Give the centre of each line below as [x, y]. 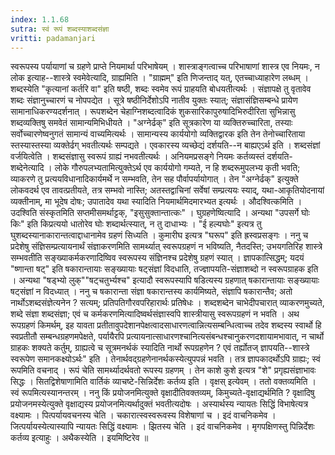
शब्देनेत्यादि [27, 168]
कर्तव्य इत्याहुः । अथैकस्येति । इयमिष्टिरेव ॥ [79, 438]
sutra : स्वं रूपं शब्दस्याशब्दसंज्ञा [60, 29]
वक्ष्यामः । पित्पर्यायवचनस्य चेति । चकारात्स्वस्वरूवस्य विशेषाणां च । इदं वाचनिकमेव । [143, 415]
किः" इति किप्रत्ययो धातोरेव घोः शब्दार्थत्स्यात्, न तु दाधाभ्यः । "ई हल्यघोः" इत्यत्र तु [136, 224]
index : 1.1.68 [40, 19]
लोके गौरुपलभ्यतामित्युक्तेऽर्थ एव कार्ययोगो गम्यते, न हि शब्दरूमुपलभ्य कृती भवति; [177, 168]
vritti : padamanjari [53, 38]
